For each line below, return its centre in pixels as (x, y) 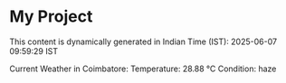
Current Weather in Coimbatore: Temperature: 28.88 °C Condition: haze (143, 69)
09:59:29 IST (34, 51)
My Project (51, 17)
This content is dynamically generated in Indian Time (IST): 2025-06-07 (143, 41)
